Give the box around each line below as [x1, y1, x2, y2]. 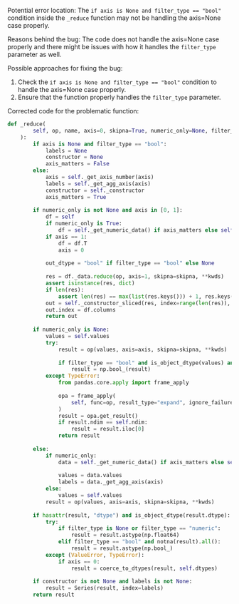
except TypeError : [45, 372, 100, 380]
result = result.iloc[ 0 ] [70, 426, 144, 433]
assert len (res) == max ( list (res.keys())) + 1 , [58, 292, 202, 300]
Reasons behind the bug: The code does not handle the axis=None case [7, 35, 219, 43]
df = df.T [58, 240, 87, 247]
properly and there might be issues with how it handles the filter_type [7, 43, 216, 51]
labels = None [45, 147, 87, 154]
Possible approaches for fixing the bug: [7, 64, 123, 72]
